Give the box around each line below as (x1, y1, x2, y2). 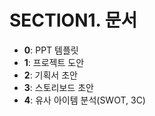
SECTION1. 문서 (9, 9, 138, 32)
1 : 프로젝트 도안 (23, 56, 85, 68)
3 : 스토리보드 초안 (23, 81, 94, 93)
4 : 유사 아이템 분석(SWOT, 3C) (23, 94, 146, 106)
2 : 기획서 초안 (23, 69, 78, 81)
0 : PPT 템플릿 (23, 44, 79, 56)
